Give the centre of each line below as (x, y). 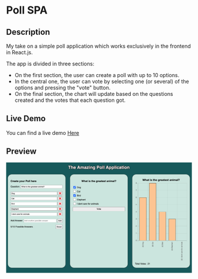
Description (28, 32)
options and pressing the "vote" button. (62, 88)
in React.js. (19, 52)
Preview (22, 152)
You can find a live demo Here (43, 132)
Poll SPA (27, 10)
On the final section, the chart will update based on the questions (94, 94)
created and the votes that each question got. (70, 100)
